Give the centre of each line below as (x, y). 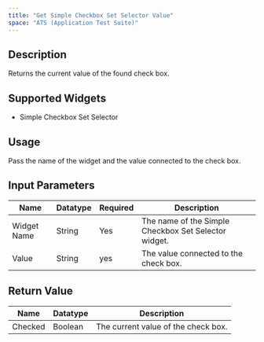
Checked (29, 326)
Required (117, 208)
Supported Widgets (57, 98)
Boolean (68, 326)
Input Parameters (51, 186)
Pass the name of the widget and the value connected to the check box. (125, 160)
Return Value (40, 291)
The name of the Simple (185, 221)
